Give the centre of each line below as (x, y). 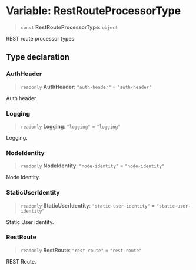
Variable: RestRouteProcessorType (94, 11)
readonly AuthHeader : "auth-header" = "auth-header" (86, 87)
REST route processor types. (41, 38)
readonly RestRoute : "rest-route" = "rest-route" (81, 250)
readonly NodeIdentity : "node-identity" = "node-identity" (92, 166)
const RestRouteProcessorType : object (69, 27)
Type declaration (38, 57)
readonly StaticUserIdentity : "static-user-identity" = (88, 205)
